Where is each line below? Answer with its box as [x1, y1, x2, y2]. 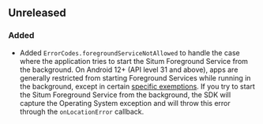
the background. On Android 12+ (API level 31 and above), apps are [19, 65, 239, 74]
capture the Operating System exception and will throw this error [19, 98, 231, 107]
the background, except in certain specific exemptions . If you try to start [19, 81, 255, 91]
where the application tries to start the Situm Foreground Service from [19, 56, 249, 66]
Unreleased [8, 6, 67, 20]
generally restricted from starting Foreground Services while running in [19, 73, 251, 82]
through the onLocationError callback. [19, 107, 145, 116]
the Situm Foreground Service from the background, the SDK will [19, 90, 231, 100]
